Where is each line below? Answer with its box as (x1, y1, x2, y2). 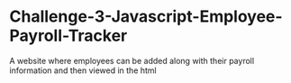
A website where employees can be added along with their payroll (9, 55, 255, 66)
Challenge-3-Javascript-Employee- (9, 6, 283, 27)
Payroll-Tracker (9, 25, 128, 46)
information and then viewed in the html (9, 65, 158, 76)
